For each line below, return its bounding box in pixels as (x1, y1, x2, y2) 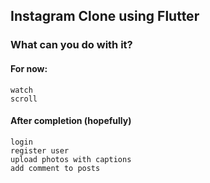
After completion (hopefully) (10, 115, 132, 127)
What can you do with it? (10, 38, 133, 52)
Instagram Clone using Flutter (10, 8, 200, 25)
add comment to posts (10, 163, 101, 173)
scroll (10, 94, 38, 104)
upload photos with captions (10, 154, 132, 164)
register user (10, 145, 70, 156)
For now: (10, 62, 48, 74)
